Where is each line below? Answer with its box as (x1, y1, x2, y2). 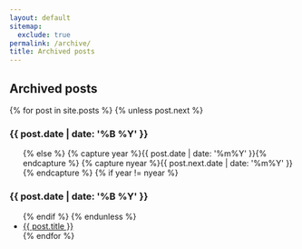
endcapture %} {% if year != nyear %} (35, 167, 179, 178)
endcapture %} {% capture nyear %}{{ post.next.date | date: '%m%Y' (22, 158, 284, 169)
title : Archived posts (9, 47, 95, 56)
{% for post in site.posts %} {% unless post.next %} (9, 105, 204, 115)
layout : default (9, 13, 71, 23)
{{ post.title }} (22, 220, 74, 232)
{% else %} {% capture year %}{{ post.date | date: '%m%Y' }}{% (22, 148, 268, 159)
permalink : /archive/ (9, 38, 92, 48)
